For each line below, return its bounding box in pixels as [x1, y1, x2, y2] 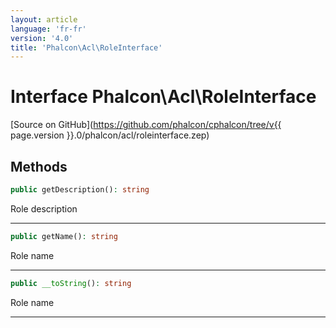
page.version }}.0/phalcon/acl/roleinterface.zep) [10, 129, 210, 141]
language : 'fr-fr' [10, 24, 87, 34]
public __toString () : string [10, 278, 132, 288]
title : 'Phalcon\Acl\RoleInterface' [10, 42, 163, 53]
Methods [10, 158, 68, 175]
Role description [10, 202, 78, 215]
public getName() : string [10, 231, 118, 241]
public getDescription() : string [10, 185, 150, 195]
